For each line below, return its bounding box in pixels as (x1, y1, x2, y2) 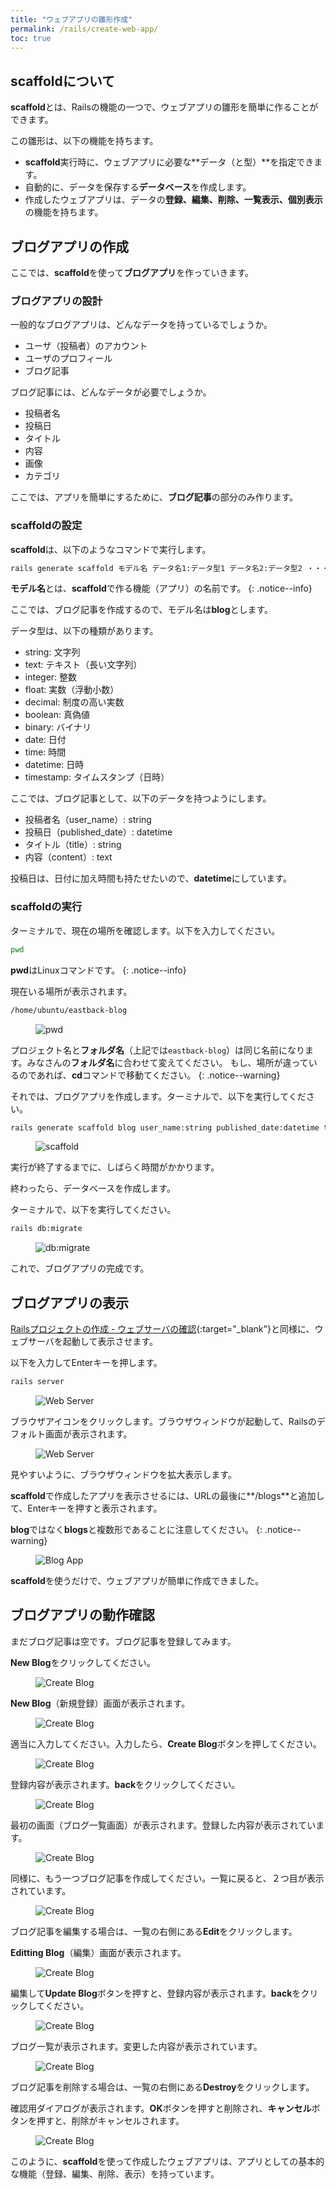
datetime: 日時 (24, 759, 85, 771)
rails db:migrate (10, 1224, 83, 1234)
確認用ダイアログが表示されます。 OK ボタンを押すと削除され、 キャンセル (10, 2102, 312, 2114)
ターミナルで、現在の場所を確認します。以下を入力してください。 (10, 924, 281, 936)
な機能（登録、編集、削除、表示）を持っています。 (10, 2167, 220, 2180)
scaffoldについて (10, 72, 116, 90)
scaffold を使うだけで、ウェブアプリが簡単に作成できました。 (10, 1574, 265, 1586)
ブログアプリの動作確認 (10, 1607, 155, 1624)
